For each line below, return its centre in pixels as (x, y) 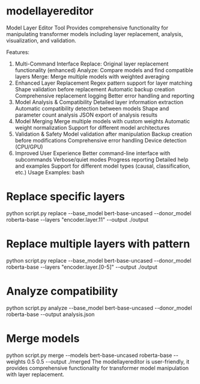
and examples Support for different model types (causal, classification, (103, 166)
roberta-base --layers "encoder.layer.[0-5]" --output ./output (82, 267)
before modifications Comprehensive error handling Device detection (101, 140)
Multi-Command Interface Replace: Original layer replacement (92, 64)
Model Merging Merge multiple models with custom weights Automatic (102, 121)
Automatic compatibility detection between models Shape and (92, 108)
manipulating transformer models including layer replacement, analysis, (95, 34)
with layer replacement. (35, 374)
